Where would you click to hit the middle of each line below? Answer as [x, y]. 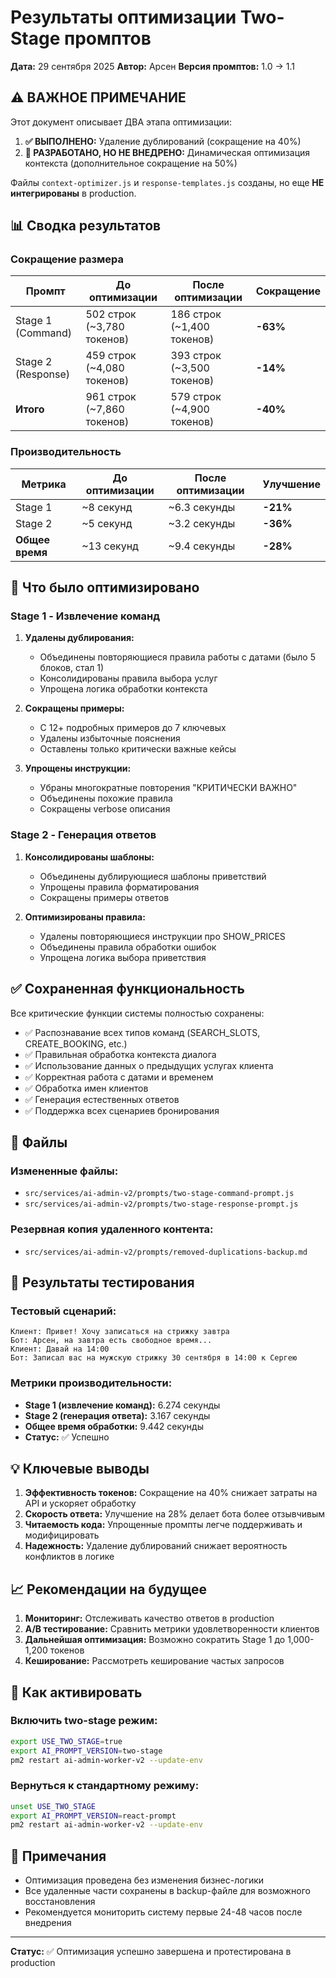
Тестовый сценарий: [63, 1311]
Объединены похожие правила [106, 798]
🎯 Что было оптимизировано [105, 587]
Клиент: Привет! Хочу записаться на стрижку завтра [120, 1332]
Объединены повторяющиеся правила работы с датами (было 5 [177, 657]
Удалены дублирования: [79, 638]
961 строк [111, 397]
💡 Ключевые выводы [80, 1468]
